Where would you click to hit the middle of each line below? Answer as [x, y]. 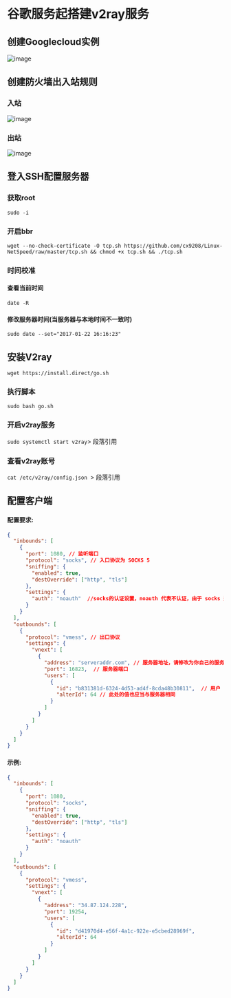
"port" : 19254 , [66, 912]
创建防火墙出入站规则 [52, 82]
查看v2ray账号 [31, 460]
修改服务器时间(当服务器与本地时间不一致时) [70, 319]
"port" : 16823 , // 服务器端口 [86, 669]
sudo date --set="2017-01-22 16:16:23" [64, 335]
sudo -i [18, 213]
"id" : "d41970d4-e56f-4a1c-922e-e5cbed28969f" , [125, 931]
